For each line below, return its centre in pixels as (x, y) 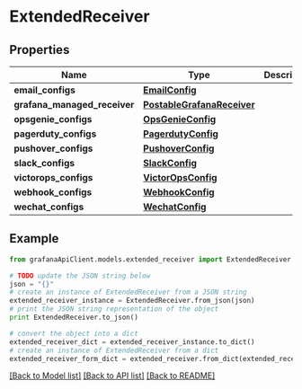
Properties (40, 50)
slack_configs (44, 163)
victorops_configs (53, 177)
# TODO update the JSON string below (80, 276)
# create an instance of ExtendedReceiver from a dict (114, 350)
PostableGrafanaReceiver (199, 105)
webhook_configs (53, 192)
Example (34, 239)
